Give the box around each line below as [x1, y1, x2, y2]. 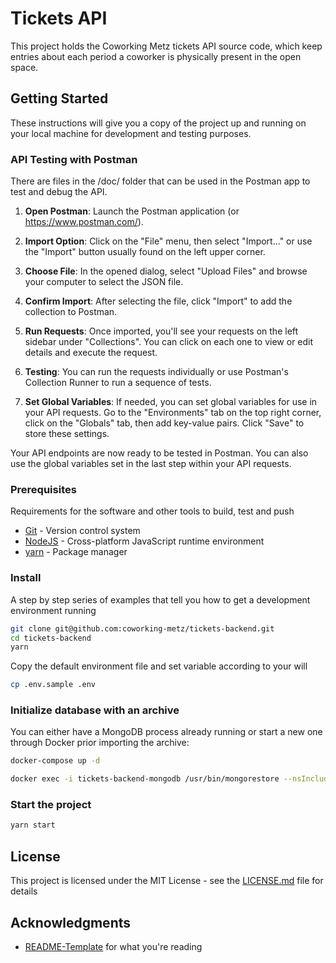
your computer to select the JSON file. [24, 276, 184, 288]
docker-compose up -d [10, 756, 101, 766]
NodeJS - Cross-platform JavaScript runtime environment [24, 535, 265, 547]
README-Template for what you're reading [24, 940, 203, 952]
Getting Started [10, 90, 109, 107]
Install [10, 571, 42, 585]
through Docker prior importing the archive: [10, 737, 190, 749]
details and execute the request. [24, 347, 158, 359]
